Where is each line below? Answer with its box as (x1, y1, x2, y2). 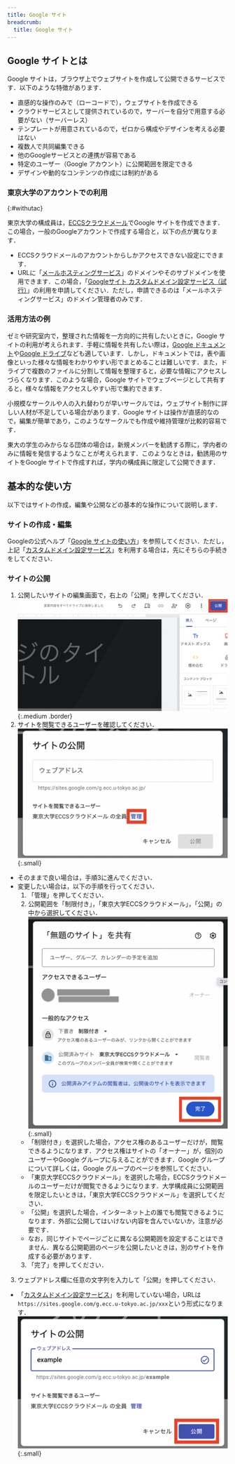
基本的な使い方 (7, 481, 72, 493)
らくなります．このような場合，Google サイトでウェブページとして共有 (13, 375, 220, 384)
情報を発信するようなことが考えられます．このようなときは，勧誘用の (19, 449, 222, 458)
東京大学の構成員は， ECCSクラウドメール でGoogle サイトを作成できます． (7, 218, 224, 227)
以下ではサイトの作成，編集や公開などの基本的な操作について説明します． (7, 500, 222, 509)
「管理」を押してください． (27, 891, 108, 900)
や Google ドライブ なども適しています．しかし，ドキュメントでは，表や (13, 349, 220, 357)
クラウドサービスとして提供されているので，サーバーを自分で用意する (17, 107, 220, 116)
